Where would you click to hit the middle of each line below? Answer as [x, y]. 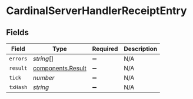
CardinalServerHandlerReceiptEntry [96, 11]
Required [105, 49]
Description [140, 49]
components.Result [60, 68]
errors [18, 59]
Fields [18, 33]
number [44, 78]
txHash [18, 87]
